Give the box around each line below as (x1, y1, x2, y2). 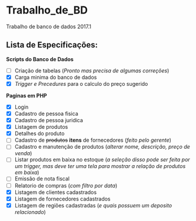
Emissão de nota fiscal (14, 175, 69, 182)
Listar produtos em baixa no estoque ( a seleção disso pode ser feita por (14, 156, 190, 163)
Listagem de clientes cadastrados (14, 189, 97, 196)
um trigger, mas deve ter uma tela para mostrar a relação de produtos (14, 163, 186, 170)
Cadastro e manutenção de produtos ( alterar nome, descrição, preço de (14, 143, 190, 150)
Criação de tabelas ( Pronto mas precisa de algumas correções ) (14, 67, 170, 74)
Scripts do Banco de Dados (6, 55, 74, 62)
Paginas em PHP (6, 92, 47, 99)
